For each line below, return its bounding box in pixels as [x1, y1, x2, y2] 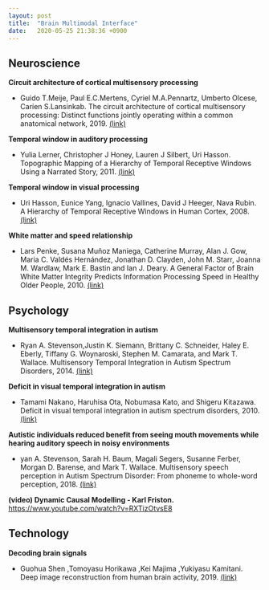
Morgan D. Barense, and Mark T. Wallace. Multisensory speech [19, 462, 229, 472]
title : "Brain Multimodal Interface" [8, 19, 138, 27]
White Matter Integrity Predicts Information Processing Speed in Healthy [19, 272, 259, 282]
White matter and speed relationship [8, 230, 133, 241]
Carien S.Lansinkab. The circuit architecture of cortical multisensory [19, 102, 247, 112]
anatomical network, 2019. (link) [19, 119, 126, 128]
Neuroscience [8, 56, 80, 70]
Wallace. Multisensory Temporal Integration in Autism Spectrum [19, 358, 231, 367]
